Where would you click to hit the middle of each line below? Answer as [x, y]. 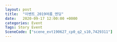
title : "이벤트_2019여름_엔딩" [35, 14]
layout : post [18, 9]
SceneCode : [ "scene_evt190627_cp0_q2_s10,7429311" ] [59, 32]
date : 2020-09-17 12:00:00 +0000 [41, 18]
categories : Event [24, 23]
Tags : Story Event [24, 28]
